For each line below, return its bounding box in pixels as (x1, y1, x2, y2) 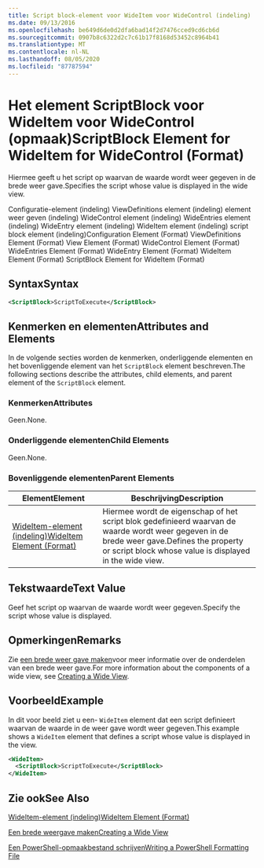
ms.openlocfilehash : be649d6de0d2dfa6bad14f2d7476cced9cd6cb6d (8, 26, 220, 34)
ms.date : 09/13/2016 (8, 19, 76, 27)
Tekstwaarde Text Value (8, 582, 126, 595)
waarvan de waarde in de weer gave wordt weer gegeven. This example (8, 723, 240, 733)
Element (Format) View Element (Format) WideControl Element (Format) (8, 237, 240, 247)
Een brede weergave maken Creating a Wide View (8, 827, 169, 837)
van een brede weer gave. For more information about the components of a (8, 663, 250, 672)
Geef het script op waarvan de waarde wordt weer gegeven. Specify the (8, 602, 241, 612)
